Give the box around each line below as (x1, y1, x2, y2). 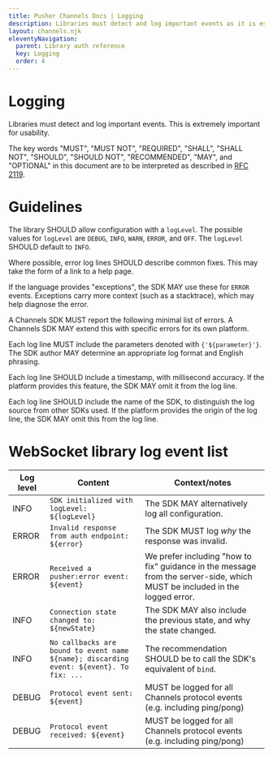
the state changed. (145, 625, 217, 636)
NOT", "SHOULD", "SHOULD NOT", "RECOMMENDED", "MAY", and (8, 152, 233, 162)
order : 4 (15, 58, 45, 66)
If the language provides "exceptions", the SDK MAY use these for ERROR (8, 282, 249, 292)
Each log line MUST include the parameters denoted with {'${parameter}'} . (8, 339, 262, 349)
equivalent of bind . (145, 663, 217, 674)
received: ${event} (50, 730, 125, 739)
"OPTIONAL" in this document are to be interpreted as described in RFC (8, 160, 249, 171)
